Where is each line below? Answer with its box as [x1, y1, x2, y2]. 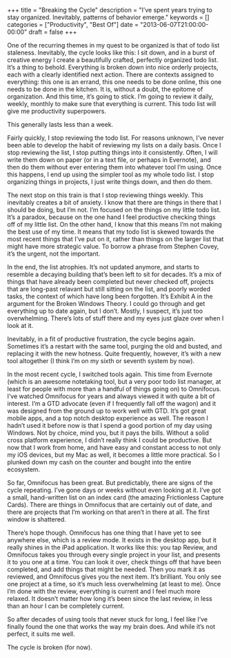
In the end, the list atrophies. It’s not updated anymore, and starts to [7, 263, 200, 271]
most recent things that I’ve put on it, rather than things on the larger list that [7, 235, 224, 243]
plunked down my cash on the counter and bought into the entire [7, 458, 192, 466]
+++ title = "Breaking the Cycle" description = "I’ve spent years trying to [7, 6, 212, 14]
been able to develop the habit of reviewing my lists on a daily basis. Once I [7, 141, 221, 149]
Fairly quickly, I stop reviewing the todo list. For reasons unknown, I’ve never [7, 134, 224, 142]
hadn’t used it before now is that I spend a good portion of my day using [7, 422, 212, 429]
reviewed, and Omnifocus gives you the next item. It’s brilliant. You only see [7, 573, 222, 581]
